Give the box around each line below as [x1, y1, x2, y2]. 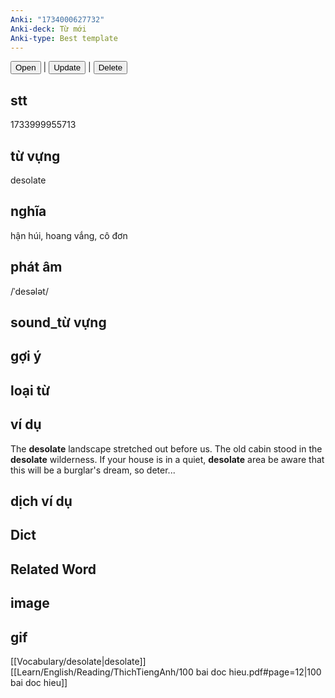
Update [53, 62, 82, 73]
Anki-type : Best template [10, 33, 118, 43]
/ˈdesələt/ [10, 285, 49, 297]
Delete [98, 62, 123, 73]
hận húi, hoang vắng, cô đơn [10, 229, 128, 241]
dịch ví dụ [10, 493, 73, 510]
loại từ [10, 382, 51, 399]
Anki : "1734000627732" [10, 14, 105, 25]
